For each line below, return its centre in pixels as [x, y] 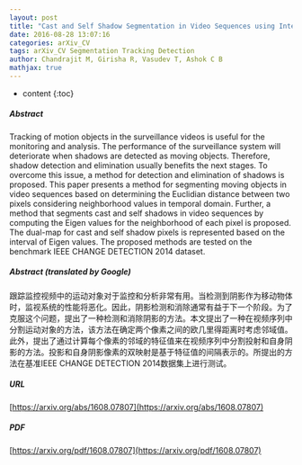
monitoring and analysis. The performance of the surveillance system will [145, 146]
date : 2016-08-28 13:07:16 [60, 34]
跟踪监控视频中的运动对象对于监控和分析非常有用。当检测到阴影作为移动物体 [151, 295]
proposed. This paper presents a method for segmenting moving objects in [148, 184]
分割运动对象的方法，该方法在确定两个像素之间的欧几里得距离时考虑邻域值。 [151, 329]
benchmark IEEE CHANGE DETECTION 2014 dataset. [107, 251]
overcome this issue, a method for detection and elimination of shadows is [147, 174]
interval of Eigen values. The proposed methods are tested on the [131, 241]
